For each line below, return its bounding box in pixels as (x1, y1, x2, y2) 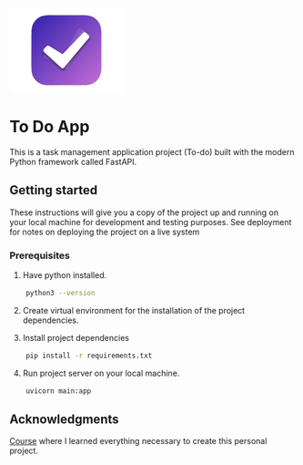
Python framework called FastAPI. (9, 156, 137, 167)
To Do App (9, 117, 90, 138)
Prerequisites (9, 249, 70, 262)
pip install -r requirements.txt (25, 351, 153, 360)
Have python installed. (22, 270, 107, 281)
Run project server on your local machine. (22, 367, 180, 378)
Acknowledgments (9, 412, 120, 428)
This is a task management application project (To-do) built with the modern (9, 146, 295, 157)
